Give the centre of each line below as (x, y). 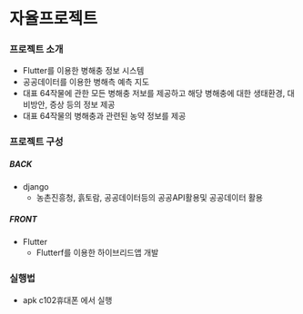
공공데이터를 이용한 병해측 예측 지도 (86, 82)
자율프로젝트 (54, 19)
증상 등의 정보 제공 (82, 104)
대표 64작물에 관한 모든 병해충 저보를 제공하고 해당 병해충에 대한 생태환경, (154, 93)
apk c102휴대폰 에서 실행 (67, 299)
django (35, 187)
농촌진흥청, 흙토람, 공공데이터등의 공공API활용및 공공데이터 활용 (150, 198)
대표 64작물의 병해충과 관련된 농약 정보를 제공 (104, 116)
